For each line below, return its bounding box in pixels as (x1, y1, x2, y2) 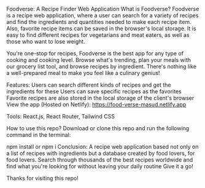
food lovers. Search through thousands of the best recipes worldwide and (6, 156, 193, 163)
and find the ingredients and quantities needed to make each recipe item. (6, 18, 191, 25)
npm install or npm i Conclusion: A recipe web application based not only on (6, 143, 199, 150)
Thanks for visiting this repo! (6, 174, 79, 182)
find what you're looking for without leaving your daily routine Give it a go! (6, 163, 193, 170)
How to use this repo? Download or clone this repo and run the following (6, 125, 190, 131)
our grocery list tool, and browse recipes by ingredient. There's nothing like (6, 63, 197, 70)
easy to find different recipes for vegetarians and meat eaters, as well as (6, 31, 190, 39)
